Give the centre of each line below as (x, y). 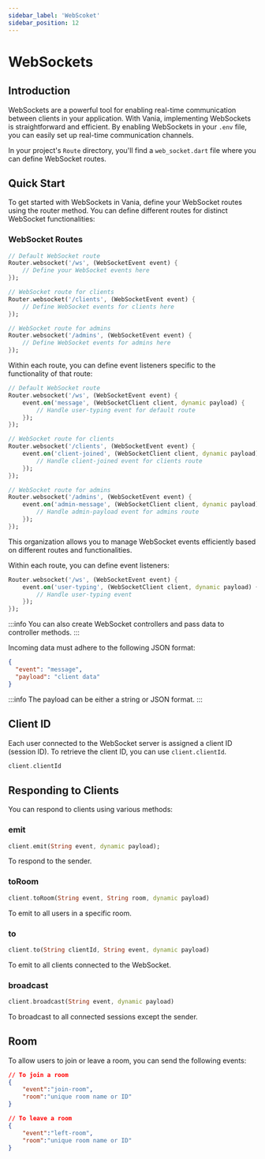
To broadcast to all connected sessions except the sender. (103, 1016)
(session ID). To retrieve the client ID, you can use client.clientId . (118, 751)
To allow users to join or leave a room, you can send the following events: (127, 1060)
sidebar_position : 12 (44, 23)
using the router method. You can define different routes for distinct (118, 211)
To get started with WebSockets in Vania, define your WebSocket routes (125, 203)
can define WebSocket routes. (57, 158)
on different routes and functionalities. (70, 550)
